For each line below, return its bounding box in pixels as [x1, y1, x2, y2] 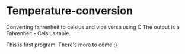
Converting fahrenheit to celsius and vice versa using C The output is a [6, 23, 180, 31]
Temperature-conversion [6, 4, 133, 18]
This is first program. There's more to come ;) [6, 41, 117, 48]
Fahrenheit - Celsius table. [6, 29, 71, 36]
